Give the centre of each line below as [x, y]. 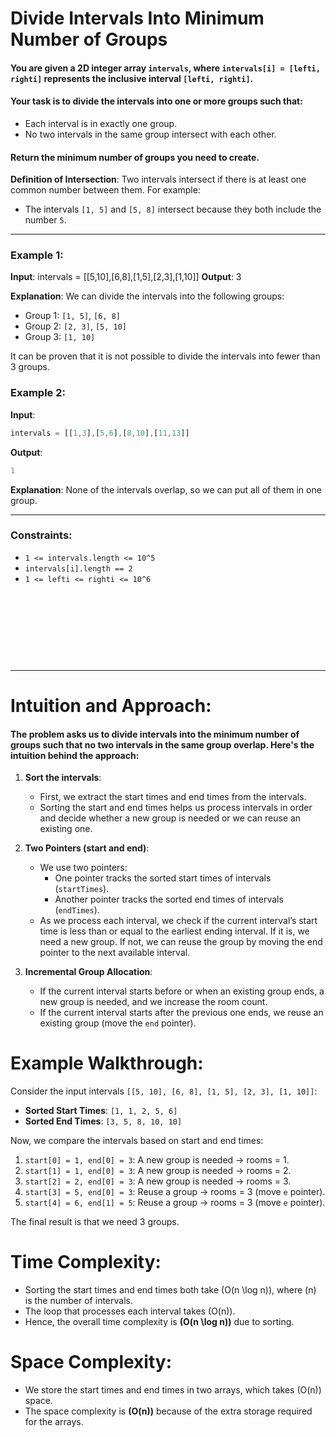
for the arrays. [54, 1422]
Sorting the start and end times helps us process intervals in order [176, 808]
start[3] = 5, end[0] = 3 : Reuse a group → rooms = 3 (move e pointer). [175, 1192]
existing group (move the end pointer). [118, 1023]
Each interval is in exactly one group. [101, 123]
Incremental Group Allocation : [88, 972]
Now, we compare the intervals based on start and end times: [137, 1141]
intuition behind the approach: [75, 755]
